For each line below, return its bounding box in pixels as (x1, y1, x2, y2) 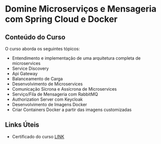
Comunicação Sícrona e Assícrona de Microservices (12, 86, 117, 92)
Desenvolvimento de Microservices (12, 81, 83, 87)
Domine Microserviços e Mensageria (5, 3, 157, 15)
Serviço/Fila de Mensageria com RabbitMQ (12, 91, 98, 97)
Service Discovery (12, 65, 49, 71)
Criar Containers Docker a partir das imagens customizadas (12, 107, 132, 112)
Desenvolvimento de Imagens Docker (12, 102, 87, 107)
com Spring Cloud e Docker (5, 14, 118, 25)
